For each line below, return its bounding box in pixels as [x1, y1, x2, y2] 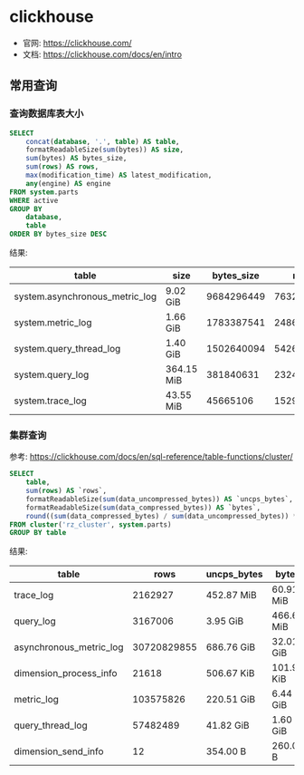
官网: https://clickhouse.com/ [22, 37, 133, 48]
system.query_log [14, 369, 90, 381]
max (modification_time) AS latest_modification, [25, 170, 213, 179]
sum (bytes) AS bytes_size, [25, 154, 128, 163]
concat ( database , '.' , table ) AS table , [25, 137, 180, 146]
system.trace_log [14, 394, 88, 407]
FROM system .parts [9, 188, 79, 197]
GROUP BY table [9, 528, 67, 538]
